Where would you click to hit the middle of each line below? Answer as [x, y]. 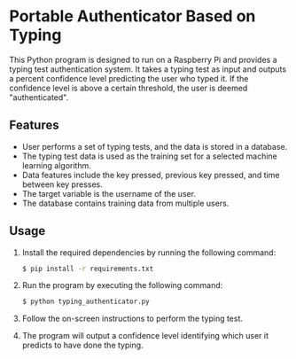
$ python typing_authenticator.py [86, 302]
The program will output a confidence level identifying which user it [145, 336]
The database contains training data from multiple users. [125, 203]
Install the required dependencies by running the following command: [149, 252]
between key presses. [62, 184]
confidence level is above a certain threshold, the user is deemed [129, 88]
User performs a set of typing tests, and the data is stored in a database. [155, 146]
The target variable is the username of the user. [109, 193]
